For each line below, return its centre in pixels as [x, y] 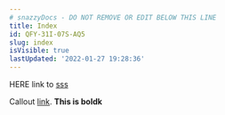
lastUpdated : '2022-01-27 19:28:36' [77, 59]
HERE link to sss [39, 84]
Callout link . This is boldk [56, 102]
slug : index [31, 42]
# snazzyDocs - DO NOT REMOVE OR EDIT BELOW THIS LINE [113, 17]
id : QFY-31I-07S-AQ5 [48, 34]
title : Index [33, 26]
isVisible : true [39, 51]
